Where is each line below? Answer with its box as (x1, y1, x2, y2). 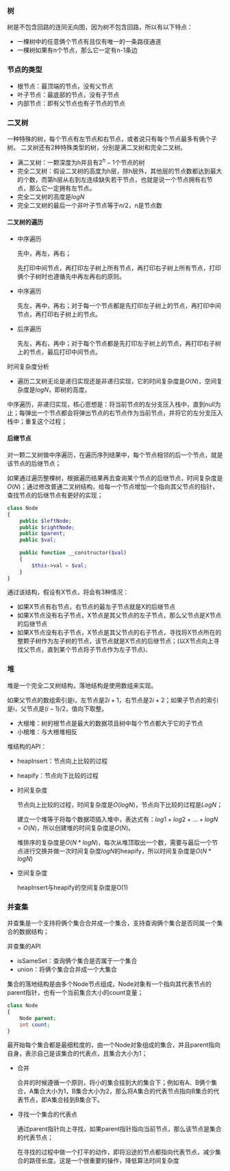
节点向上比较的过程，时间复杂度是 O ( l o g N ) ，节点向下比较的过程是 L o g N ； (16, 801, 223, 809)
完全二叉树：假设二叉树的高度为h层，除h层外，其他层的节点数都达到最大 (16, 167, 222, 175)
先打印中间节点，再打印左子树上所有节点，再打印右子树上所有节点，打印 (16, 263, 221, 272)
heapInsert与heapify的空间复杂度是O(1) (16, 883, 129, 891)
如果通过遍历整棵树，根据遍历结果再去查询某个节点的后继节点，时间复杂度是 (7, 473, 223, 482)
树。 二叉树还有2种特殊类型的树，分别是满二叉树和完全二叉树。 (7, 143, 187, 152)
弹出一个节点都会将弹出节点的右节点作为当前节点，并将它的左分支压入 (25, 408, 223, 416)
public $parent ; (19, 530, 66, 537)
